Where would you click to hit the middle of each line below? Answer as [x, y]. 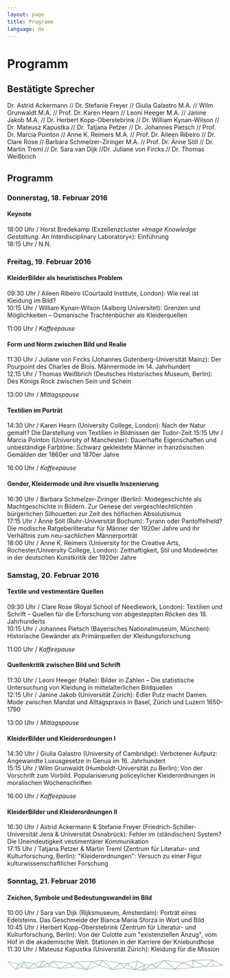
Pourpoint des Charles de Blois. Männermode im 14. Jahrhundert [99, 366]
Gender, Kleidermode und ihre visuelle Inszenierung [83, 484]
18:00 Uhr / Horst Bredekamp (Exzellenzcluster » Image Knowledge [102, 229]
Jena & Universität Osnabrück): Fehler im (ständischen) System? [130, 835]
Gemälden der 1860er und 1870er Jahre [63, 455]
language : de [26, 29]
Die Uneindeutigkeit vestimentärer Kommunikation [78, 841]
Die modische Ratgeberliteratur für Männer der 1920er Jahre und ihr [104, 528]
